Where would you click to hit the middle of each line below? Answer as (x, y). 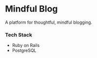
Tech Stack (19, 35)
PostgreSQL (24, 51)
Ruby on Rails (26, 45)
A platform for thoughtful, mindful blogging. (49, 22)
